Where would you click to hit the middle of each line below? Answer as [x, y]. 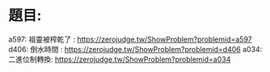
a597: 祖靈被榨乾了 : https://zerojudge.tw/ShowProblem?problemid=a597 [130, 39]
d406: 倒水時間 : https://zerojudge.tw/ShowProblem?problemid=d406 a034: [135, 49]
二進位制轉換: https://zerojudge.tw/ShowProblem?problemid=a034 [120, 59]
